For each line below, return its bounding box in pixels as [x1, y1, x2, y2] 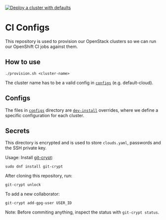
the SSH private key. [5, 145, 47, 151]
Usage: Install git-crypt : [5, 155, 54, 161]
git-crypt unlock [5, 182, 41, 187]
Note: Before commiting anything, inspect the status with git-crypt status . [5, 209, 160, 215]
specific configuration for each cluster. [5, 112, 84, 118]
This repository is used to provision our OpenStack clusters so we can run [5, 38, 157, 44]
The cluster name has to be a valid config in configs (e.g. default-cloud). [5, 80, 154, 86]
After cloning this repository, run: [5, 173, 73, 179]
